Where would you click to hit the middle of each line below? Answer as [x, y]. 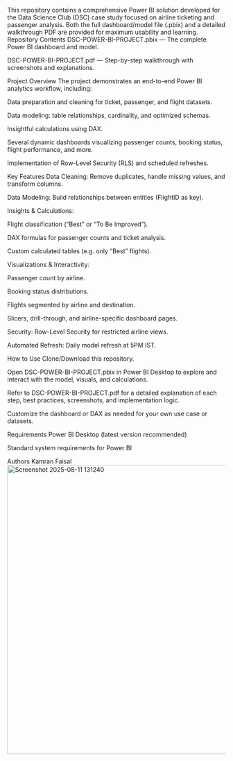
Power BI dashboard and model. [53, 47]
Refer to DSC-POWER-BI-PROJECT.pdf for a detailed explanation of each [112, 393]
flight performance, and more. [50, 149]
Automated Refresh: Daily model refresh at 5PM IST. [82, 345]
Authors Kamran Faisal [40, 461]
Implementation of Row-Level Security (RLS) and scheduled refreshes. [108, 163]
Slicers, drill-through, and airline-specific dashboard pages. [93, 318]
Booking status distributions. [48, 291]
